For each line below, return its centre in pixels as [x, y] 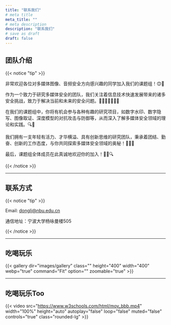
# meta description [26, 24]
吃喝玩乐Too [25, 293]
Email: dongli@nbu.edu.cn [33, 210]
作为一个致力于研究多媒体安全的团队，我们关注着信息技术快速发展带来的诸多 [85, 94]
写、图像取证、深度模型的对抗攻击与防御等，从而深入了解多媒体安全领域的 [83, 118]
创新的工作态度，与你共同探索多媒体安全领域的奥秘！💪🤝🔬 [74, 143]
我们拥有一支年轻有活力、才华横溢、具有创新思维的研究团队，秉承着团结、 [83, 137]
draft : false [19, 39]
